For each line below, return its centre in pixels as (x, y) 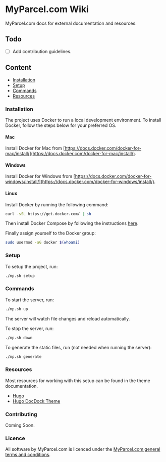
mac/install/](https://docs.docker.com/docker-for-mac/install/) (70, 154)
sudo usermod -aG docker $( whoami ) (43, 243)
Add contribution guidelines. (42, 51)
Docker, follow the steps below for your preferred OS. (61, 125)
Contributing (21, 414)
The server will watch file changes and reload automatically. (68, 318)
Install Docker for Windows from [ (40, 176)
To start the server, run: (30, 300)
